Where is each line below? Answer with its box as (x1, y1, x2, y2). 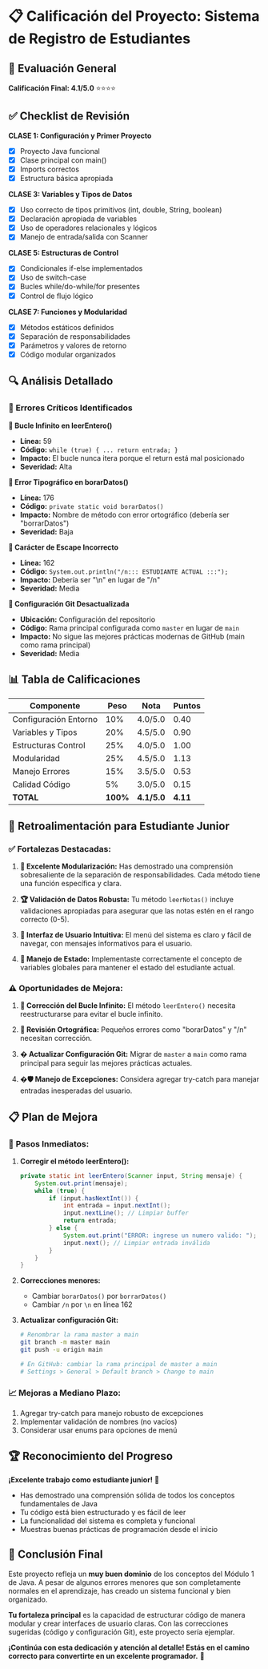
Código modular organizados (19, 349, 116, 359)
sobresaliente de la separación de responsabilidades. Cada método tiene (19, 870, 261, 879)
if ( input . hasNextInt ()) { (49, 1194, 139, 1203)
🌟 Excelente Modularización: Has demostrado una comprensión (19, 861, 234, 871)
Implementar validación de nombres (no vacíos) (19, 1417, 178, 1427)
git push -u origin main (19, 1346, 103, 1354)
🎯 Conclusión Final (8, 1548, 103, 1562)
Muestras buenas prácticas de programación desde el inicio (19, 1524, 218, 1534)
